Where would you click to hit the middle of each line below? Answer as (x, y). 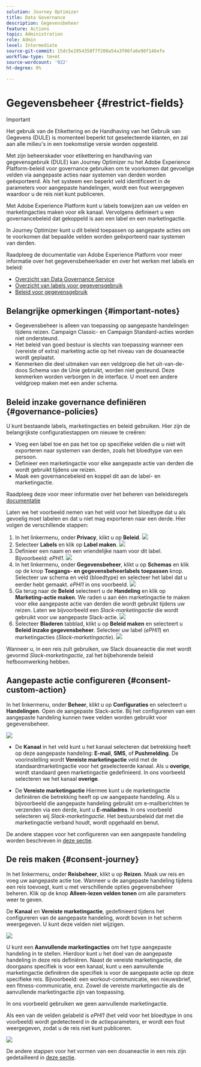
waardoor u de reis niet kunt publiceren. (55, 194)
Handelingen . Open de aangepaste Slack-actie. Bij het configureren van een (101, 711)
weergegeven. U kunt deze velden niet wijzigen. (65, 924)
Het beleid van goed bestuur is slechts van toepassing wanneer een (99, 345)
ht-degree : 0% (24, 68)
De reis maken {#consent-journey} (73, 859)
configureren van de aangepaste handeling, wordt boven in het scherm (94, 918)
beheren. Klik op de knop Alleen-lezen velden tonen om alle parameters (96, 893)
